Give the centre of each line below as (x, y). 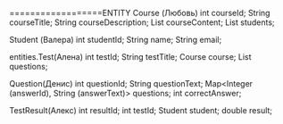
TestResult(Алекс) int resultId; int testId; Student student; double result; (141, 110)
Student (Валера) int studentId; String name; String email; (116, 40)
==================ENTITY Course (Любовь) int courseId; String (140, 13)
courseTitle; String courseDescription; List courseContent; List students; (142, 22)
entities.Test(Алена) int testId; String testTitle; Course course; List (130, 57)
